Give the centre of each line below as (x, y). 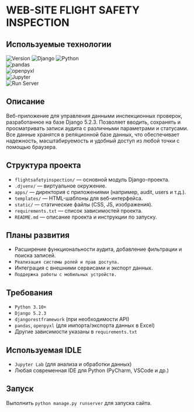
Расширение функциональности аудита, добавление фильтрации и (98, 249)
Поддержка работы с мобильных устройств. (65, 275)
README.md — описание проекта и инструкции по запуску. (86, 217)
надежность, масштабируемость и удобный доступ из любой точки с (93, 141)
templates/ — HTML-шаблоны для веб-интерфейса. (79, 198)
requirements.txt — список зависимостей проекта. (79, 210)
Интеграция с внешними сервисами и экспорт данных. (84, 268)
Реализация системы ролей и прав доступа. (67, 262)
